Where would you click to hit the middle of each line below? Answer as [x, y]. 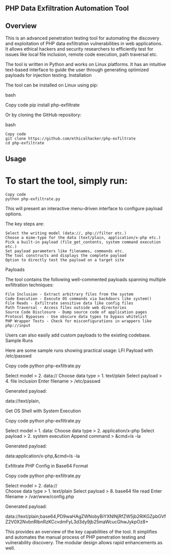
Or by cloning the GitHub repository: [43, 115]
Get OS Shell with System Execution [43, 411]
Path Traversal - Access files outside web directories [66, 307]
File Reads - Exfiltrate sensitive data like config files [69, 303]
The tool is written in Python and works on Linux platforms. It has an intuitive [86, 64]
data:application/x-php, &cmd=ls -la [43, 456]
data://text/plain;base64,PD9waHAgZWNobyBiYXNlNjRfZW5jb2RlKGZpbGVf [86, 516]
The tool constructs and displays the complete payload [66, 255]
